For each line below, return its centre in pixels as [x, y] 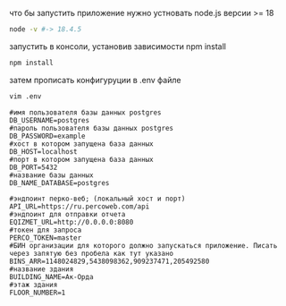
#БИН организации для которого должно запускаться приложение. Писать [143, 245]
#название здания [42, 269]
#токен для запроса [46, 230]
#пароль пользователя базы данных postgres [92, 128]
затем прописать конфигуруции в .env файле [95, 80]
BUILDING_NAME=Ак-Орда [51, 276]
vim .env [25, 96]
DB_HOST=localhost [43, 151]
